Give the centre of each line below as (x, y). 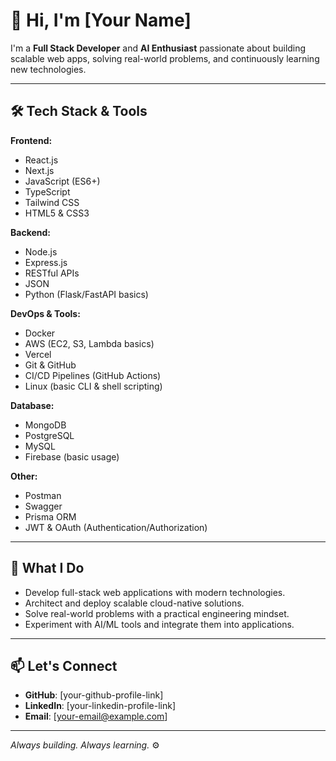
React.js (41, 160)
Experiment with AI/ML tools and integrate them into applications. (159, 624)
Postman (43, 495)
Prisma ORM (50, 516)
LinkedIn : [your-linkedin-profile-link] (100, 706)
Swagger (43, 506)
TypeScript (47, 191)
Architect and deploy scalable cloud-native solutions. (134, 603)
